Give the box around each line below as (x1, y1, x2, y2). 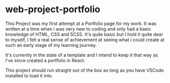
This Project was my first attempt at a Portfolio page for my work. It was (5, 20, 157, 26)
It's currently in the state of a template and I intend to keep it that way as (5, 52, 158, 58)
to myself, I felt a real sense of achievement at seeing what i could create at (5, 37, 165, 43)
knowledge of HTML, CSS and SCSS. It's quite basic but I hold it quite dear (5, 31, 163, 37)
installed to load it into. (5, 72, 53, 78)
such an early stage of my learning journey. (5, 42, 97, 48)
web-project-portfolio (5, 4, 101, 15)
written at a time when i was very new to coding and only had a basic (5, 25, 152, 32)
